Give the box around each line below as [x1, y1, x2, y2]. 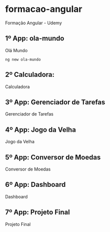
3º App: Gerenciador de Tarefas [5, 98, 106, 106]
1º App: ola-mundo [5, 34, 64, 43]
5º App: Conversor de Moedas [5, 153, 101, 162]
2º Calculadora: [5, 70, 55, 79]
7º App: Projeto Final [5, 208, 70, 217]
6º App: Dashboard [5, 180, 66, 189]
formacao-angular [5, 3, 83, 15]
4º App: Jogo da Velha [5, 125, 76, 134]
